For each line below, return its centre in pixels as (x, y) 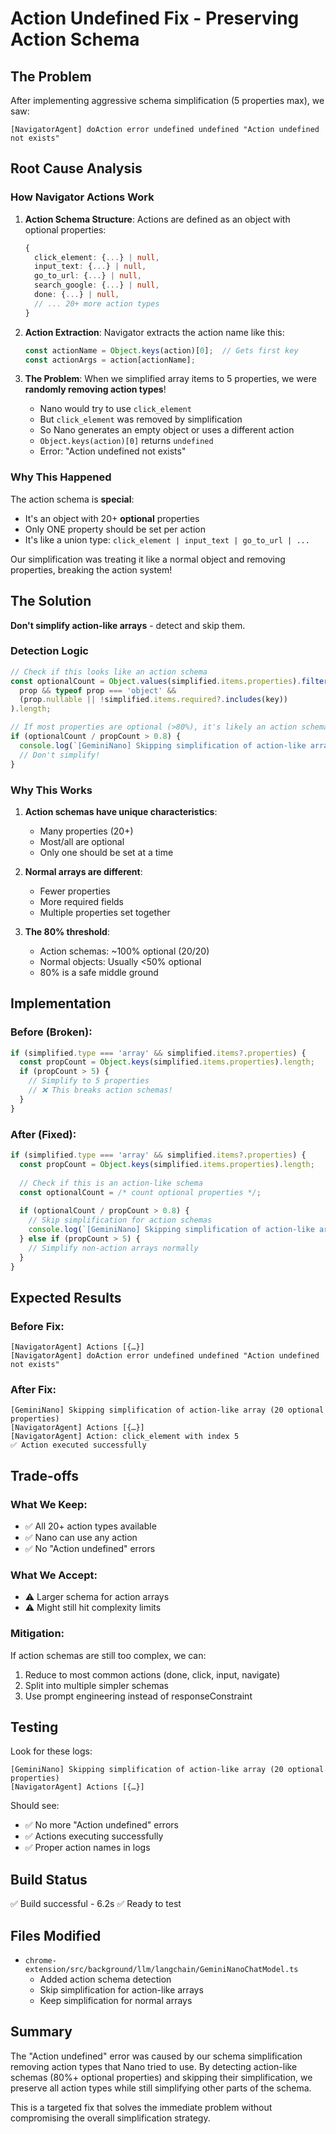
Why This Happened (61, 477)
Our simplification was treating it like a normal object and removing (148, 559)
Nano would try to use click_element (115, 409)
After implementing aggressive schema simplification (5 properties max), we (167, 100)
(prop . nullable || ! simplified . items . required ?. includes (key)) (153, 700)
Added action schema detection (105, 1979)
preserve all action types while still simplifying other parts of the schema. (161, 2088)
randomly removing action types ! (95, 389)
